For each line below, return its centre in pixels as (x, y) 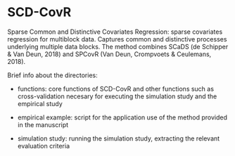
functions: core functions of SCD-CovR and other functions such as (116, 89)
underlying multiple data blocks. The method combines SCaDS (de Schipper (118, 46)
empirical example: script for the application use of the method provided (122, 117)
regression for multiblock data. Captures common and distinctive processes (117, 39)
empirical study (40, 103)
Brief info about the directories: (52, 75)
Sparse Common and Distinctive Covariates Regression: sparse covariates (115, 32)
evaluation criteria (44, 145)
